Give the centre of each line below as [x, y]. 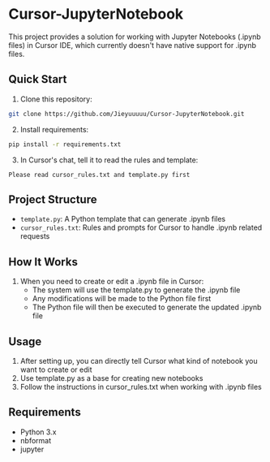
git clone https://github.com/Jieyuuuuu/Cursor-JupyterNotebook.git [126, 114]
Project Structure [53, 199]
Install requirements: [54, 129]
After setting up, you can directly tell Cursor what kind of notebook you [139, 361]
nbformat [36, 440]
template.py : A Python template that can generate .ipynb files [123, 219]
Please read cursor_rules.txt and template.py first [99, 175]
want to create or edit [56, 369]
